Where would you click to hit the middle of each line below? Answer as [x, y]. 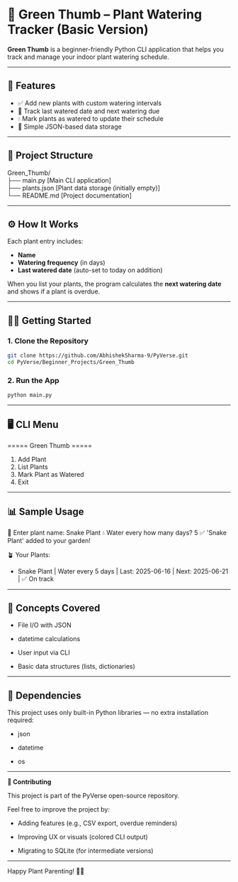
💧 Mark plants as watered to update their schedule [91, 118]
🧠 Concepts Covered [54, 608]
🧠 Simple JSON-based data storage [69, 127]
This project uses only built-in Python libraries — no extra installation [108, 713]
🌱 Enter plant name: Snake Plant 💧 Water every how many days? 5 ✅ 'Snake [117, 532]
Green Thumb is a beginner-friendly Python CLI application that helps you [116, 49]
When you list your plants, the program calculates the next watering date [114, 284]
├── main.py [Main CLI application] [59, 180]
